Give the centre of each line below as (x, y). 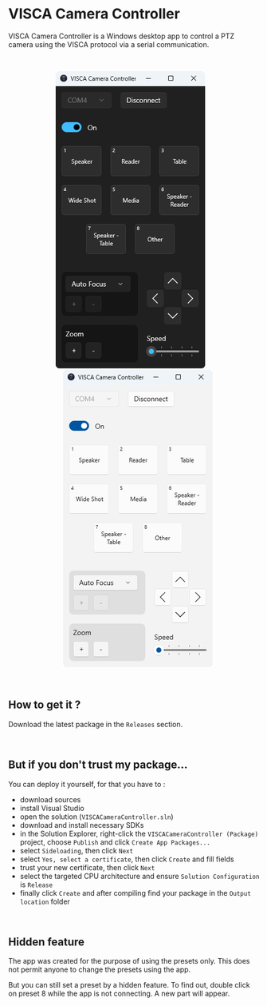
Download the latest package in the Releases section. (96, 724)
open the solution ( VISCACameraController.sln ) (96, 817)
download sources (50, 799)
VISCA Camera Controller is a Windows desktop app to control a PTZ (122, 36)
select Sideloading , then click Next (77, 850)
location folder (45, 901)
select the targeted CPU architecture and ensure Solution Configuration (139, 876)
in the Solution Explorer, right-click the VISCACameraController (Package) (139, 833)
